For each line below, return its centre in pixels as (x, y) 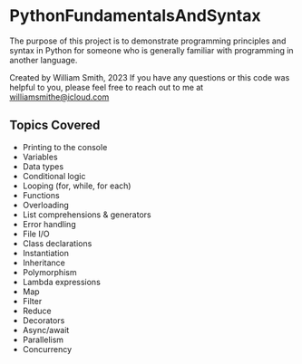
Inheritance (44, 263)
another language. (44, 60)
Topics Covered (55, 125)
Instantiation (46, 253)
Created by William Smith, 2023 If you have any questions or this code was (150, 77)
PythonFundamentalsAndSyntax (135, 16)
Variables (40, 157)
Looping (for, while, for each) (77, 186)
